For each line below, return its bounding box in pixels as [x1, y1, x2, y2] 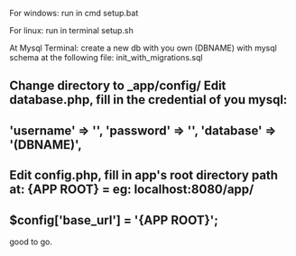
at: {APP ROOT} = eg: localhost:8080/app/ [9, 182, 254, 197]
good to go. [9, 236, 52, 247]
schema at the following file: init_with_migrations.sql [9, 52, 203, 62]
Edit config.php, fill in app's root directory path [9, 168, 278, 183]
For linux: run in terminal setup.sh [9, 25, 134, 35]
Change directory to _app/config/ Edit [9, 78, 227, 94]
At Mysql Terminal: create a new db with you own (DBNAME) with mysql [9, 42, 277, 53]
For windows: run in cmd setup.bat [9, 8, 139, 18]
